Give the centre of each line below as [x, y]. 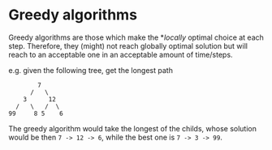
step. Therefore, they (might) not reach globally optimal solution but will [128, 45]
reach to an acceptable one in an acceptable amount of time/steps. [121, 54]
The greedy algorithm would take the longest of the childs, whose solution [133, 128]
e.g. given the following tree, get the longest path [91, 70]
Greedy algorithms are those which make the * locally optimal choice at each [136, 37]
